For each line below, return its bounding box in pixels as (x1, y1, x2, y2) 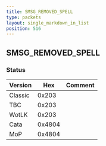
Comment (66, 81, 95, 89)
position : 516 (6, 25, 42, 32)
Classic (9, 91, 30, 99)
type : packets (6, 14, 42, 20)
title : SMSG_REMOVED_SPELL (6, 8, 73, 15)
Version (9, 81, 32, 89)
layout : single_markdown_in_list (6, 20, 89, 26)
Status (6, 65, 26, 74)
